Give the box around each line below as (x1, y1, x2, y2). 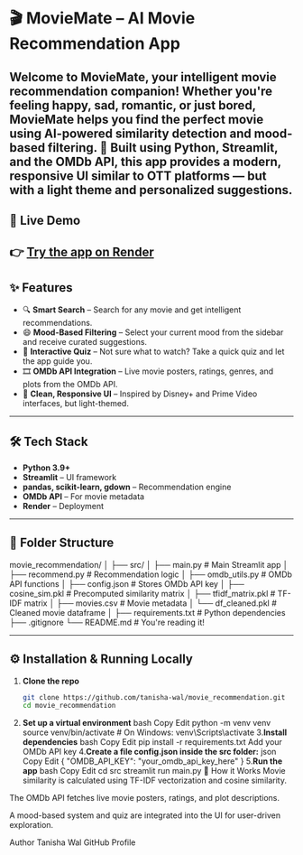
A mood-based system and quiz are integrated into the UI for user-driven (9, 810, 281, 821)
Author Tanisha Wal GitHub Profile (9, 837, 136, 848)
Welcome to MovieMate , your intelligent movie (9, 70, 277, 85)
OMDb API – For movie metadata (22, 490, 145, 502)
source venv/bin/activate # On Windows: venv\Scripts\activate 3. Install (22, 727, 288, 738)
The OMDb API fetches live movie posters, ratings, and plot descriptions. (9, 793, 280, 804)
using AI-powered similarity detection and (9, 125, 252, 141)
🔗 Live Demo (9, 212, 81, 228)
